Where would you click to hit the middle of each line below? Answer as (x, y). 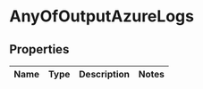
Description (104, 74)
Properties (39, 49)
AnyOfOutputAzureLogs (102, 16)
